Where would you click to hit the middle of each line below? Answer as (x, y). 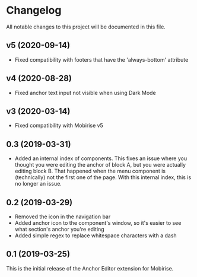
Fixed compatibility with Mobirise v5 (59, 126)
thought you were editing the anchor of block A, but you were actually (100, 165)
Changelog (34, 10)
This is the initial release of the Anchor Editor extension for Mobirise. (90, 268)
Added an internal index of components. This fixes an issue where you (101, 158)
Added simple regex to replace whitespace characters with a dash (96, 235)
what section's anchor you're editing (60, 229)
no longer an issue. (38, 184)
